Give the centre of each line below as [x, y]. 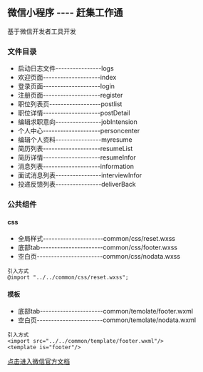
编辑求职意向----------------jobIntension [77, 122]
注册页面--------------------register [70, 95]
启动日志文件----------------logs [66, 68]
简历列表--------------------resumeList [75, 149]
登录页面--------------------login [66, 86]
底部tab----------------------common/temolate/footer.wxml [105, 311]
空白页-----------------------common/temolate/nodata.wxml [107, 320]
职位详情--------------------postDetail [74, 113]
